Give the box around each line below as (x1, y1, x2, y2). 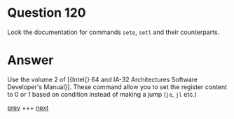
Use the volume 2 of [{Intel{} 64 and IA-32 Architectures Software (7, 75, 198, 84)
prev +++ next (7, 103, 49, 112)
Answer (7, 52, 54, 68)
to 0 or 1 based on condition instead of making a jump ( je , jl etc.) (7, 90, 198, 98)
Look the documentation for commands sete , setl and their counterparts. (7, 28, 220, 36)
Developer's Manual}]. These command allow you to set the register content (7, 82, 228, 91)
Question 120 (7, 5, 86, 21)
